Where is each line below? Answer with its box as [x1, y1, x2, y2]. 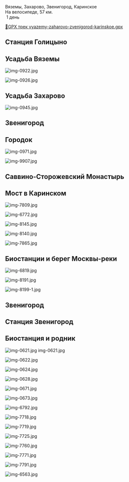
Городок [5, 135, 33, 144]
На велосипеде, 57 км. [5, 9, 53, 15]
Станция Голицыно [5, 38, 67, 46]
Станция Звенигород [5, 318, 74, 326]
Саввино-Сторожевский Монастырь [5, 172, 125, 181]
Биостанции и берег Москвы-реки [5, 254, 117, 263]
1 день [6, 14, 20, 20]
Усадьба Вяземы [5, 55, 60, 63]
